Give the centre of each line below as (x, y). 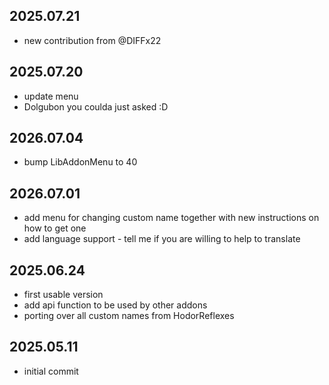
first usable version (63, 295)
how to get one (55, 228)
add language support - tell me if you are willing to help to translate (162, 239)
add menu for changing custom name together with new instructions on (171, 218)
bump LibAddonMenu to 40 (80, 162)
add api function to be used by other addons (115, 305)
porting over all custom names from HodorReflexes (129, 316)
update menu (51, 96)
